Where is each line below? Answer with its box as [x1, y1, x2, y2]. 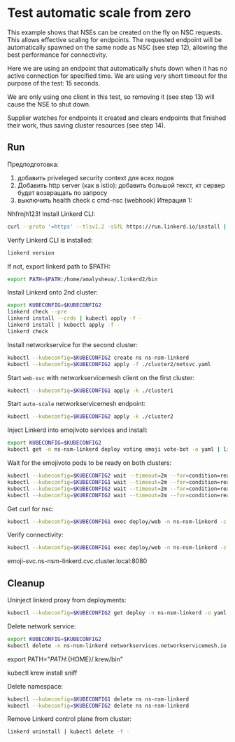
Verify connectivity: [7, 531, 64, 539]
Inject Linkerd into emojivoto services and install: [7, 426, 148, 434]
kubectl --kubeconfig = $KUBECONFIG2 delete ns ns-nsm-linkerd [7, 702, 190, 709]
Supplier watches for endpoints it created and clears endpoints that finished [7, 114, 227, 122]
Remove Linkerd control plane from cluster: [7, 715, 131, 723]
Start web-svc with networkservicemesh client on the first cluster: [7, 373, 194, 382]
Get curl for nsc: [7, 504, 55, 513]
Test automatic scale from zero [7, 5, 192, 21]
